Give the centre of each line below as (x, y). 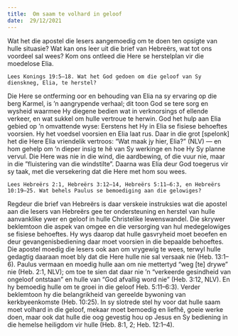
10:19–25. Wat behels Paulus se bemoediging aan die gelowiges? (104, 190)
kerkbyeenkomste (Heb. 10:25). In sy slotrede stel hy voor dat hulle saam (114, 302)
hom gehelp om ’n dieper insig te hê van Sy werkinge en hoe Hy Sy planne (117, 148)
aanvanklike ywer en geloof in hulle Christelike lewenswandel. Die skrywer (116, 219)
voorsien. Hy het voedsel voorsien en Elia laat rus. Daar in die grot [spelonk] (118, 134)
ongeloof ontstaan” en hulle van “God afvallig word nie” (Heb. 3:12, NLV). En (119, 279)
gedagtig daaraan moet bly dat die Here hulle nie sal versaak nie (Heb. (110, 256)
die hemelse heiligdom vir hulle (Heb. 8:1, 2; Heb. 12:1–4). (91, 325)
